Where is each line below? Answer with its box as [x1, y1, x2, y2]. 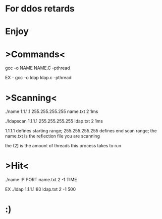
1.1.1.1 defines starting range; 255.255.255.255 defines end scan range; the [5, 128, 157, 134]
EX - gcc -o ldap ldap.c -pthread [5, 75, 72, 81]
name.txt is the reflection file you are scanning [5, 133, 100, 139]
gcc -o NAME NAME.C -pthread [5, 65, 70, 71]
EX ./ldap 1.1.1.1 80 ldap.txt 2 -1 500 [5, 186, 76, 192]
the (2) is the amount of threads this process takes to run [5, 143, 121, 149]
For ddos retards [5, 3, 75, 14]
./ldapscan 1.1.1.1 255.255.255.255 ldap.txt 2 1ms [5, 118, 103, 124]
